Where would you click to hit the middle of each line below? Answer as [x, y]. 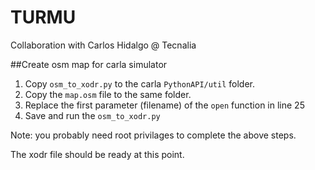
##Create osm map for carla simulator [89, 64]
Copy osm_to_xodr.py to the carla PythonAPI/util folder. [140, 83]
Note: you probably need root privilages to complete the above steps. [153, 135]
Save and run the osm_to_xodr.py [92, 115]
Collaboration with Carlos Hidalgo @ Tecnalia [103, 45]
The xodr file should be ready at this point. [97, 154]
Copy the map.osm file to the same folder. [108, 94]
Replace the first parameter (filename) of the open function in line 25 [164, 105]
